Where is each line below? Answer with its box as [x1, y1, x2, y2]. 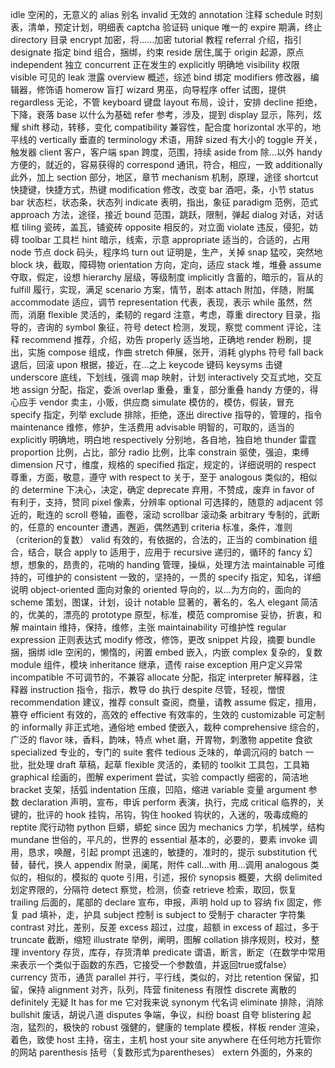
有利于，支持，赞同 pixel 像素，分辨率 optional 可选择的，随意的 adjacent [10, 496, 313, 508]
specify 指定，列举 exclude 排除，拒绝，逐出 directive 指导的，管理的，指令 [10, 409, 323, 420]
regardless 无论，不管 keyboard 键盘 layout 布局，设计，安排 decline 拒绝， [10, 96, 323, 108]
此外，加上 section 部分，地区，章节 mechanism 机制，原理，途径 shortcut [10, 171, 319, 183]
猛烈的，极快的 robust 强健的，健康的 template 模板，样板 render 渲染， [27, 1021, 325, 1033]
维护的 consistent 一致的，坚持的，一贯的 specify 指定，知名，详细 [44, 571, 322, 583]
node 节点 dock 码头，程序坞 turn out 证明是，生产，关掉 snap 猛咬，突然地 [10, 246, 323, 258]
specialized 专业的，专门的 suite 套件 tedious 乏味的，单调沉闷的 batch [10, 746, 303, 758]
